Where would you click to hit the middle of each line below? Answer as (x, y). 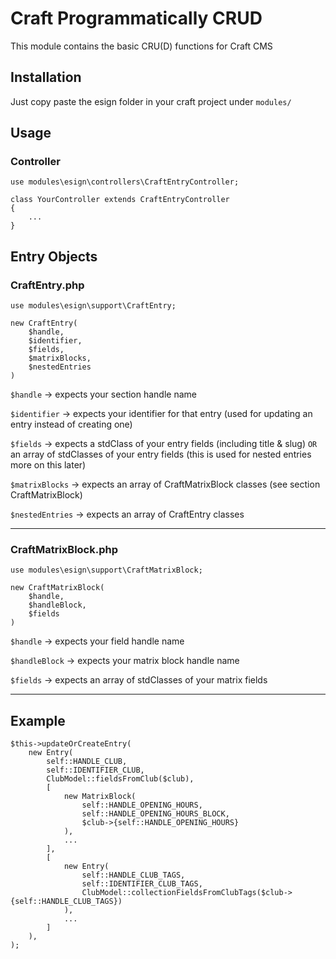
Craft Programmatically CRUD (136, 18)
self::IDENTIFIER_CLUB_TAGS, (142, 884)
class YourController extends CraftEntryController (120, 200)
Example (38, 720)
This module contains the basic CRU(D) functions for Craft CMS (141, 46)
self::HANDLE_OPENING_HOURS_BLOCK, (155, 814)
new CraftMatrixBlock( (57, 588)
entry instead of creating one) (71, 424)
